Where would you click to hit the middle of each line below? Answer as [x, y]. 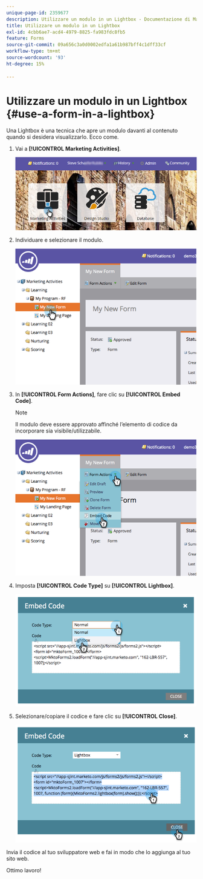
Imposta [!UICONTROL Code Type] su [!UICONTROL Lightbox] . [95, 585]
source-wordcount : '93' [36, 58]
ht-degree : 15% [25, 64]
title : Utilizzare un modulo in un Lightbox [63, 25]
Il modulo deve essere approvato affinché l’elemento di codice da [96, 425]
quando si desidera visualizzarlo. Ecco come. [63, 137]
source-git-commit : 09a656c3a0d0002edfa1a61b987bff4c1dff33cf [86, 45]
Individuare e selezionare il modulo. [59, 240]
